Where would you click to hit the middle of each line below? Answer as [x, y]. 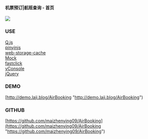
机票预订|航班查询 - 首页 [30, 7]
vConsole [15, 68]
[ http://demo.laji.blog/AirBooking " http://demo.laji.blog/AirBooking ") [74, 97]
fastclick [14, 63]
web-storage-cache [25, 52]
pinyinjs [13, 47]
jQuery [12, 74]
